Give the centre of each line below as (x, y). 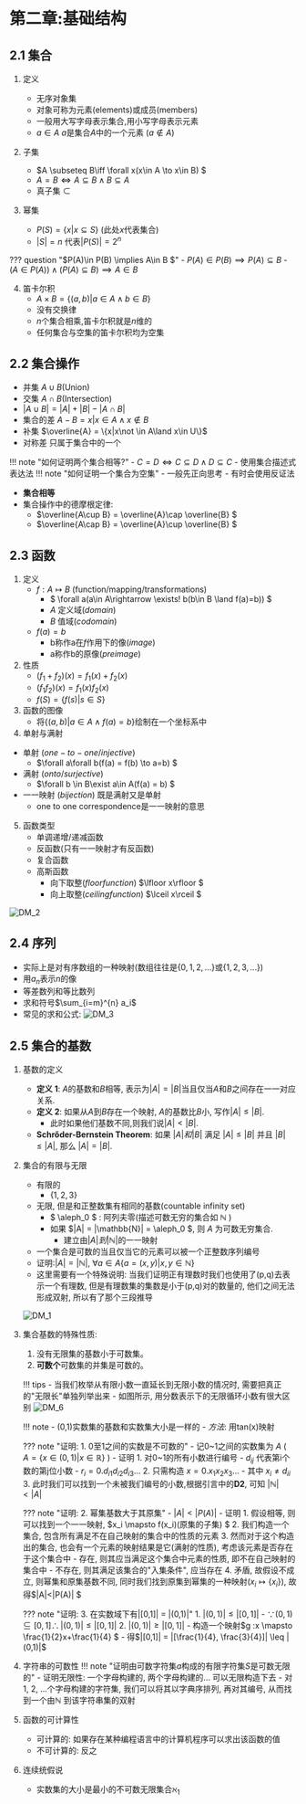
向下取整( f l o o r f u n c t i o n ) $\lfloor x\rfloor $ (127, 882)
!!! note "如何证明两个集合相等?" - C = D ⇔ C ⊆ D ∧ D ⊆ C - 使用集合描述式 (153, 462)
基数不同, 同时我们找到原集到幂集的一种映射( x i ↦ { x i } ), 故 (190, 1582)
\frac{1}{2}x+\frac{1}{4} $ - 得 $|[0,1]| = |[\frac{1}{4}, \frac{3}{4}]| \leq (153, 1637)
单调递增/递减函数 (70, 837)
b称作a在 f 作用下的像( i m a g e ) (103, 643)
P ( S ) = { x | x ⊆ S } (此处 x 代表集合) (97, 230)
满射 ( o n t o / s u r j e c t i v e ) (63, 774)
